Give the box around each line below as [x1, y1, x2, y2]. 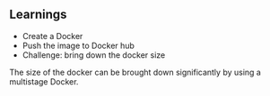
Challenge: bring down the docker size [22, 49, 166, 60]
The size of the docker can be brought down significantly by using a [9, 67, 262, 77]
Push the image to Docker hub [22, 40, 135, 51]
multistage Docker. [9, 76, 79, 87]
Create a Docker [22, 30, 83, 41]
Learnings [9, 7, 67, 22]
